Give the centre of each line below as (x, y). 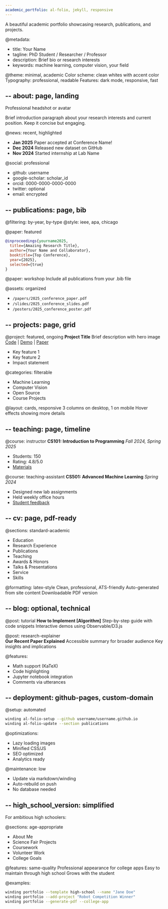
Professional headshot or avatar (38, 108)
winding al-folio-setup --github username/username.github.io (71, 719)
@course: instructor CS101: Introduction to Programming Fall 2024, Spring (83, 441)
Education (23, 540)
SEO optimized (28, 754)
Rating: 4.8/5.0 (28, 462)
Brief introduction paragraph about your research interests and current (78, 118)
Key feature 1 (26, 352)
